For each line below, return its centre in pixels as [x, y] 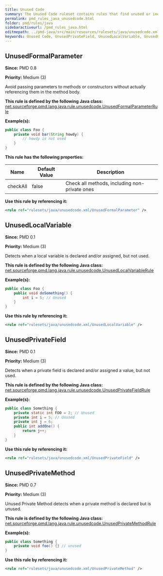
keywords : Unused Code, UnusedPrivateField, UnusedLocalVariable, [73, 37]
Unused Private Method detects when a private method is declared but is [78, 504]
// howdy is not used [44, 139]
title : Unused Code [25, 9]
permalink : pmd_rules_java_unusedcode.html [50, 18]
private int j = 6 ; [33, 422]
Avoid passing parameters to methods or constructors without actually [75, 87]
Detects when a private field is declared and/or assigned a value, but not [78, 370]
